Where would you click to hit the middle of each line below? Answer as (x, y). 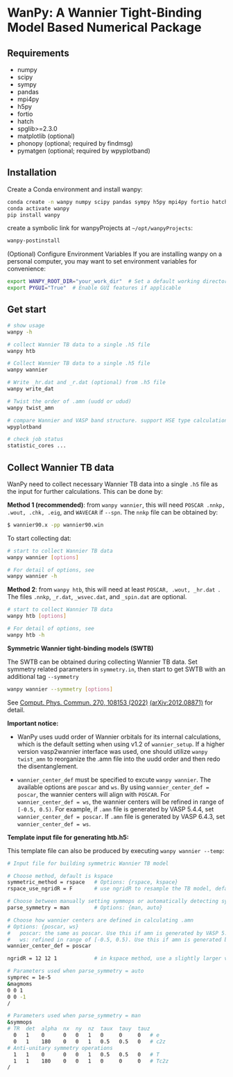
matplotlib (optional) (46, 136)
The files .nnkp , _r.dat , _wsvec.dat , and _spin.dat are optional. (97, 597)
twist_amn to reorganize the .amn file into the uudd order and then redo (119, 759)
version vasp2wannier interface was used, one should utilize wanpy (112, 751)
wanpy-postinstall (34, 241)
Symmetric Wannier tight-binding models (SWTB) (80, 648)
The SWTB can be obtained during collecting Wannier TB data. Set (102, 662)
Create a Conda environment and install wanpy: (75, 189)
